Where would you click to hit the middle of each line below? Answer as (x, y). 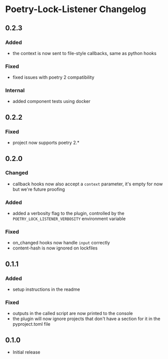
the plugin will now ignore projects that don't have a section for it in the (86, 319)
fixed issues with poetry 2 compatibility (53, 77)
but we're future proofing (39, 189)
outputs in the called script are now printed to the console (73, 314)
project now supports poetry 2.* (46, 143)
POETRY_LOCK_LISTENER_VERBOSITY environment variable (69, 219)
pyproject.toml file (31, 324)
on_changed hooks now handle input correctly (61, 243)
